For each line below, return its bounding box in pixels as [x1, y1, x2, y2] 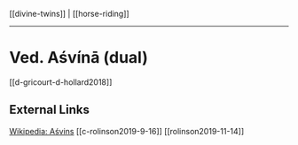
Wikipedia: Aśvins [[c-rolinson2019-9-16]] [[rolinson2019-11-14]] [9, 126, 245, 136]
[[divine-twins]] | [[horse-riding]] [9, 9, 130, 19]
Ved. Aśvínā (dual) [9, 48, 149, 68]
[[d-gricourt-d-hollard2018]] [9, 76, 113, 88]
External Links [9, 103, 90, 118]
